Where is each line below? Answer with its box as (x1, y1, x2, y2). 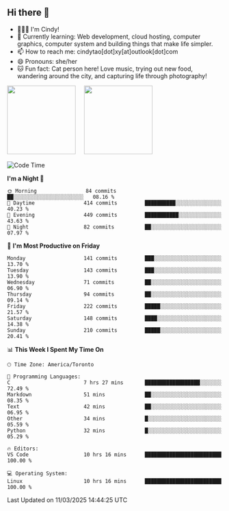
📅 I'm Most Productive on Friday (7, 241, 100, 250)
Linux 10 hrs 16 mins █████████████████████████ (7, 477, 222, 484)
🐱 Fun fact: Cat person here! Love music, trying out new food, (16, 64, 193, 73)
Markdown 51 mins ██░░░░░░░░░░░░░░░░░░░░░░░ (7, 391, 222, 398)
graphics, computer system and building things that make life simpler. (16, 39, 213, 48)
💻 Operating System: (7, 470, 68, 477)
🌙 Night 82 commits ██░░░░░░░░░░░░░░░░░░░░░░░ (7, 224, 222, 230)
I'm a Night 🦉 (7, 174, 44, 182)
